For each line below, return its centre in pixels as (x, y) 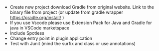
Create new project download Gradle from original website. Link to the (82, 7)
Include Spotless (27, 33)
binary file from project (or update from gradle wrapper (67, 12)
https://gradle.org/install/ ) (37, 17)
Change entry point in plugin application (51, 38)
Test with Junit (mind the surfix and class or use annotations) (73, 43)
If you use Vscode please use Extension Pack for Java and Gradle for (81, 23)
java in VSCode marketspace (40, 28)
